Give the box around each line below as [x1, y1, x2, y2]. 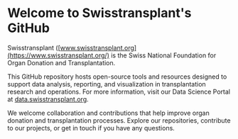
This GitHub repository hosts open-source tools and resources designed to [7, 72, 227, 81]
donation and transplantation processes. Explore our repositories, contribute [7, 116, 231, 125]
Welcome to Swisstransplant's [7, 5, 192, 21]
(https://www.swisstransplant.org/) [7, 51, 110, 60]
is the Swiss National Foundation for [111, 51, 217, 60]
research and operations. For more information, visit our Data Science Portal [7, 87, 231, 96]
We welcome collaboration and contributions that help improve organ [7, 109, 210, 117]
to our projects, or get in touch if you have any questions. [7, 123, 175, 132]
